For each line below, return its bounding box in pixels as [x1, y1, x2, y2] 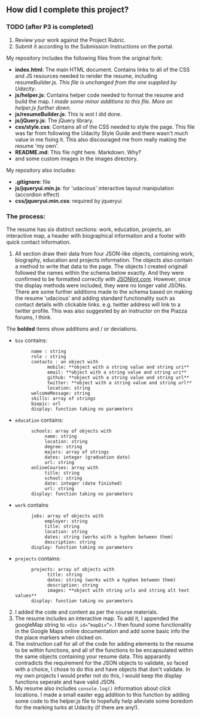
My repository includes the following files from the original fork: [6, 54, 163, 62]
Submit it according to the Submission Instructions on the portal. [14, 42, 174, 50]
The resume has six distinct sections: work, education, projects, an [6, 226, 171, 233]
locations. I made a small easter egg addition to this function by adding [14, 691, 190, 698]
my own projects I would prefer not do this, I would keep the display [14, 672, 182, 679]
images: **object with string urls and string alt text [47, 587, 190, 593]
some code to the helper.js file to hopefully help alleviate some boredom [14, 697, 193, 704]
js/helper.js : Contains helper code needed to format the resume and [14, 91, 184, 98]
